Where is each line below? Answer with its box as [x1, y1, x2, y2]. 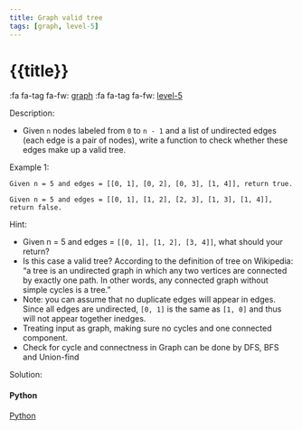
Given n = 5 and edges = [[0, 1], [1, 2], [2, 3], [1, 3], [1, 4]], [9, 195, 273, 204]
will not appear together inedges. [22, 313, 146, 324]
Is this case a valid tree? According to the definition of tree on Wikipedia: [22, 256, 294, 266]
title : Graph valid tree [9, 13, 103, 23]
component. [22, 332, 68, 343]
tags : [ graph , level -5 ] [9, 22, 99, 31]
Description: [9, 107, 55, 118]
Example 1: [9, 162, 50, 173]
